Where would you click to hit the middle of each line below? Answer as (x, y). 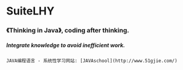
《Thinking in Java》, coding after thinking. (68, 30)
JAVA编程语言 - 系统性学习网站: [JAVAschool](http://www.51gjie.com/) (92, 61)
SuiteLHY (30, 11)
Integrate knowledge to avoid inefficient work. (66, 45)
